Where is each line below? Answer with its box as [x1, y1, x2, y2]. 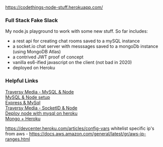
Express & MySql [5, 99, 41, 105]
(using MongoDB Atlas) [12, 49, 61, 55]
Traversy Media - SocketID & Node [5, 105, 78, 111]
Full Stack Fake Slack [5, 17, 58, 24]
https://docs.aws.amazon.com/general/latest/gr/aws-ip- [29, 130, 146, 136]
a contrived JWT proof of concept [12, 54, 84, 60]
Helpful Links [5, 78, 39, 85]
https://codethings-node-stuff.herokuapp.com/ [5, 5, 103, 10]
